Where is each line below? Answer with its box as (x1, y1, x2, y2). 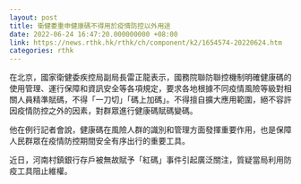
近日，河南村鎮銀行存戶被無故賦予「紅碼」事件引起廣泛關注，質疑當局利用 (9, 155, 284, 165)
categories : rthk (9, 46, 74, 55)
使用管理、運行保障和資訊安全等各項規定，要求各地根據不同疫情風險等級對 (9, 83, 284, 94)
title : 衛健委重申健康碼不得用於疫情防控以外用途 (9, 21, 171, 30)
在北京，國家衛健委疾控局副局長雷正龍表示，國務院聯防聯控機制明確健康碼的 (9, 72, 292, 83)
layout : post (9, 13, 58, 22)
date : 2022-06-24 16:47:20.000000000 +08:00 (9, 29, 178, 38)
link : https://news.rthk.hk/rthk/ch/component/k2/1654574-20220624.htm (9, 38, 282, 47)
